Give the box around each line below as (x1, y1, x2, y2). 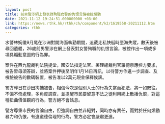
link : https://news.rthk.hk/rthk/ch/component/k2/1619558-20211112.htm (5, 21, 155, 26)
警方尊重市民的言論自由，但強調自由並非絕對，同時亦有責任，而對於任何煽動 (5, 107, 160, 113)
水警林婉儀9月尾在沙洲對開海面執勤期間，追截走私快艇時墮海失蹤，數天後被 (5, 40, 159, 46)
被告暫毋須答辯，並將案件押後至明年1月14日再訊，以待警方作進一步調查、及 (5, 68, 158, 74)
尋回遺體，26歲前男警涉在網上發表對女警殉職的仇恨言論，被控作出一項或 (5, 46, 153, 51)
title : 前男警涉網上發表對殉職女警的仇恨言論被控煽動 (5, 12, 101, 17)
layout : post (5, 7, 32, 12)
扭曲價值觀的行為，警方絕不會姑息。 (9, 97, 82, 103)
